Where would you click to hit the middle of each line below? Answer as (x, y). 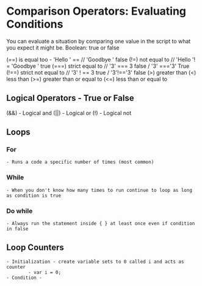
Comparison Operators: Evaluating (96, 11)
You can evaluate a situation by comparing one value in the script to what (99, 41)
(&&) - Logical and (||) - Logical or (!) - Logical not (69, 113)
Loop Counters (35, 248)
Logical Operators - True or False (70, 98)
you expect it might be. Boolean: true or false (63, 48)
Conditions (35, 24)
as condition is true (34, 196)
